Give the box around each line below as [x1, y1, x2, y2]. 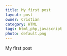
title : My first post [5, 7, 51, 13]
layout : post [5, 12, 33, 17]
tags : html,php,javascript [5, 26, 62, 32]
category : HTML [5, 21, 38, 27]
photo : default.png [5, 31, 47, 36]
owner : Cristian [5, 17, 40, 22]
